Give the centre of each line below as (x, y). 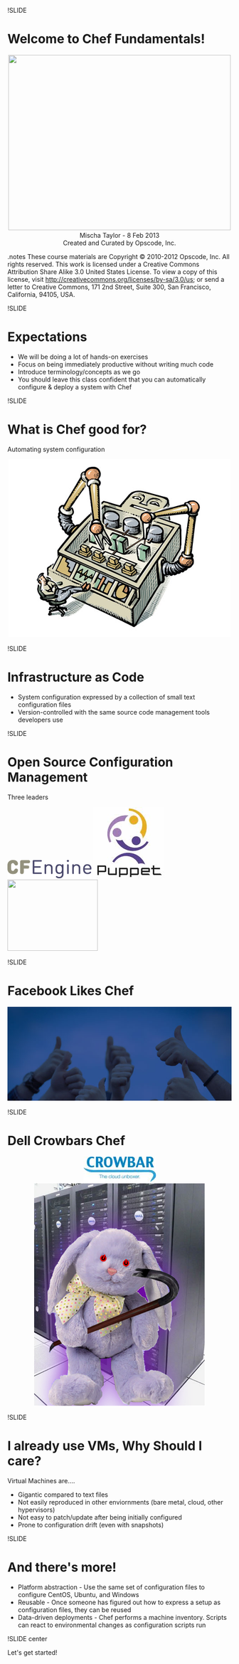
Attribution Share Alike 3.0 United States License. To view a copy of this (112, 272)
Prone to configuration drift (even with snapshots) (91, 1525)
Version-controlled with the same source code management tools (113, 712)
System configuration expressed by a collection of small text (106, 697)
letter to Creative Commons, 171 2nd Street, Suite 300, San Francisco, (109, 287)
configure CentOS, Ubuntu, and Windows (78, 1595)
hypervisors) (36, 1510)
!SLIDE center (27, 1639)
